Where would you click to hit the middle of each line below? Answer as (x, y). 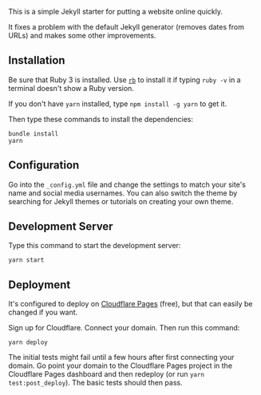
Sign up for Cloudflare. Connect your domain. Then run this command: (124, 328)
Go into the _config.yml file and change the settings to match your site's (127, 184)
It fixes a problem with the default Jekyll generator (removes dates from (127, 27)
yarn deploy (28, 342)
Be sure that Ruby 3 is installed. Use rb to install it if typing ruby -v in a (125, 80)
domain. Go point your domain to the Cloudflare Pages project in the (121, 365)
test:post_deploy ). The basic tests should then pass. (95, 383)
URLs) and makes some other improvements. (82, 36)
